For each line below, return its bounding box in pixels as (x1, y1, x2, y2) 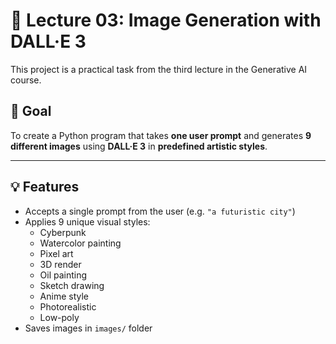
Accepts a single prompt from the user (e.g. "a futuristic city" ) (24, 205, 296, 217)
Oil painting (39, 269, 88, 281)
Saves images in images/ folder (24, 322, 153, 334)
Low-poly (39, 311, 80, 323)
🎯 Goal (10, 103, 52, 120)
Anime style (39, 290, 90, 302)
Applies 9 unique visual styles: (24, 215, 151, 228)
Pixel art (39, 247, 74, 259)
